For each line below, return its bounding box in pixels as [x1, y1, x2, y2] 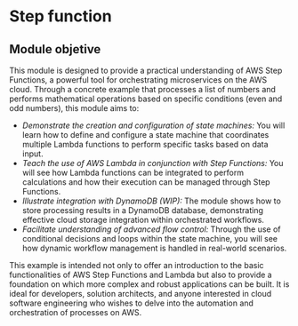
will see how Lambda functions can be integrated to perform [21, 167, 245, 178]
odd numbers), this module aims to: [9, 103, 140, 113]
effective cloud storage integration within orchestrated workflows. [21, 215, 265, 225]
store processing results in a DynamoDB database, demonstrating [21, 205, 264, 215]
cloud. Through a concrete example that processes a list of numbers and [9, 84, 276, 94]
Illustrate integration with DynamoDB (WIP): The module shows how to [21, 195, 282, 206]
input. [21, 148, 44, 159]
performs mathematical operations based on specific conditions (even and [9, 93, 283, 104]
